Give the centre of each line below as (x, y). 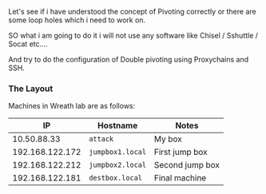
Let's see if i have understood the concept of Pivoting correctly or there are (133, 12)
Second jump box (187, 165)
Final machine (180, 178)
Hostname (117, 125)
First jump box (181, 152)
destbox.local (115, 178)
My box (168, 139)
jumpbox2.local (117, 165)
